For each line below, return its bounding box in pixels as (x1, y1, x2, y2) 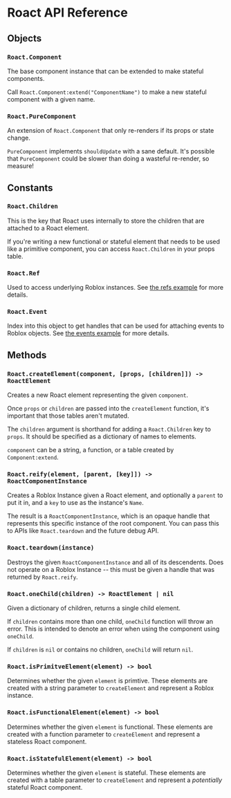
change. (7, 133, 31, 142)
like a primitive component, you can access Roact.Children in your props (7, 244, 215, 253)
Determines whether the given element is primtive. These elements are (7, 676, 208, 685)
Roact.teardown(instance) (7, 544, 95, 552)
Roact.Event (7, 308, 48, 316)
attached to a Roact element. (7, 223, 90, 232)
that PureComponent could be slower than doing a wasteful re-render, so (7, 154, 210, 163)
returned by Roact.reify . (7, 573, 78, 581)
